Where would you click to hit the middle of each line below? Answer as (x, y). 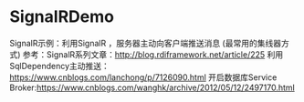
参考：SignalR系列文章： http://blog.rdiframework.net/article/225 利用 (153, 54)
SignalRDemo (62, 17)
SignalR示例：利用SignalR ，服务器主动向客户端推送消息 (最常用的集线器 (145, 43)
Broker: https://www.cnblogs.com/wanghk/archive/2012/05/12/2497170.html (152, 87)
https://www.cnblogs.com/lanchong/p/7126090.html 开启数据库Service (143, 77)
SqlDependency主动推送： (59, 66)
